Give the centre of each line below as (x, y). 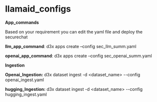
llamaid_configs (38, 9)
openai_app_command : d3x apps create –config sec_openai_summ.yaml (78, 56)
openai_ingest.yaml (25, 80)
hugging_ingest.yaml (26, 94)
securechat (16, 37)
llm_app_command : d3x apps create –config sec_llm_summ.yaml (71, 46)
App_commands (22, 22)
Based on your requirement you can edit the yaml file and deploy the (74, 32)
